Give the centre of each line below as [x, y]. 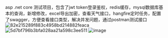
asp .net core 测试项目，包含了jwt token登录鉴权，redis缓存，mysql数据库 [82, 7]
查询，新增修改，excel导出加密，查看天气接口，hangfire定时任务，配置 [88, 13]
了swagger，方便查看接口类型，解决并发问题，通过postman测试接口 [76, 19]
